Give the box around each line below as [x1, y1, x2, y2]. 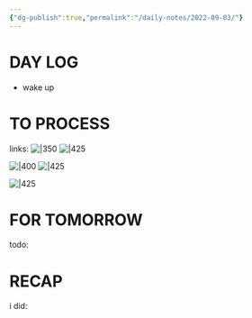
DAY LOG [9, 51, 79, 72]
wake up [22, 82, 55, 93]
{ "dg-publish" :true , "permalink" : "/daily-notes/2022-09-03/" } [9, 13, 244, 23]
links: [9, 143, 30, 154]
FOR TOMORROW [9, 209, 143, 230]
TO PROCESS [9, 114, 111, 133]
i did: [9, 301, 28, 312]
